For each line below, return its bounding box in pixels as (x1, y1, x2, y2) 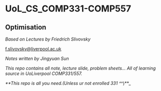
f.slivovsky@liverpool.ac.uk (5, 46, 61, 51)
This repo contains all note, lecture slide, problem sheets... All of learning (5, 65, 156, 71)
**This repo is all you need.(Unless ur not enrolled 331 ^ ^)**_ (5, 80, 131, 86)
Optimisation (5, 23, 46, 31)
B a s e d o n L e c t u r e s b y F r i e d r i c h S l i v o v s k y (5, 36, 91, 42)
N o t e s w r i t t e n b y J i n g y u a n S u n (5, 55, 69, 61)
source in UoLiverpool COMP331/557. (5, 70, 82, 76)
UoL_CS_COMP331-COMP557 (5, 3, 131, 14)
